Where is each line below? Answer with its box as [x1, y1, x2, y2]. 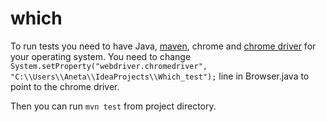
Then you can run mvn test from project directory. [10, 100, 217, 112]
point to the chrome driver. [10, 80, 120, 92]
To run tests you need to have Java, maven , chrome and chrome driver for [10, 40, 317, 52]
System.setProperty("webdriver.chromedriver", [10, 61, 208, 71]
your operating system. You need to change [10, 50, 192, 62]
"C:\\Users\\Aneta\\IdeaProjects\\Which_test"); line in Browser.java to [10, 70, 310, 82]
